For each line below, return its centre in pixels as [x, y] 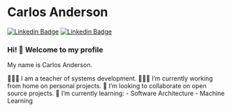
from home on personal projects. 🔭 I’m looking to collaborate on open [107, 86]
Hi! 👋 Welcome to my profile [55, 50]
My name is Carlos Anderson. [50, 65]
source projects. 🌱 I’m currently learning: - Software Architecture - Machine [116, 93]
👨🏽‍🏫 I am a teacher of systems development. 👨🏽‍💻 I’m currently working [110, 78]
